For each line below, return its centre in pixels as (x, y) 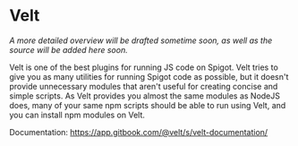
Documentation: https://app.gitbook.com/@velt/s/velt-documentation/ (139, 132)
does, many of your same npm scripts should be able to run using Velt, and (148, 105)
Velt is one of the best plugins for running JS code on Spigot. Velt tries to (144, 67)
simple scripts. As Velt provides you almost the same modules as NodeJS (145, 96)
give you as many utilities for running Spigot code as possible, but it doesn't (149, 76)
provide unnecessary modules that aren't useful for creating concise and (144, 86)
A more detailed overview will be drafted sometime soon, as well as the (141, 40)
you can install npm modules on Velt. (77, 115)
